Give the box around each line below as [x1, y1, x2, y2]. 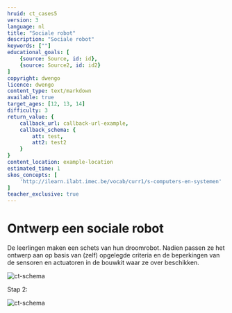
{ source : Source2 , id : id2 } [19, 62, 101, 69]
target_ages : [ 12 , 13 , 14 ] [7, 101, 85, 108]
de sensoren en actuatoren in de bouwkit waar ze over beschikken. [7, 258, 199, 267]
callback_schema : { [19, 126, 76, 133]
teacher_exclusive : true [7, 191, 79, 198]
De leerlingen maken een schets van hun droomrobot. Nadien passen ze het [7, 244, 225, 252]
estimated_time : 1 [7, 164, 60, 172]
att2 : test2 [32, 139, 67, 146]
